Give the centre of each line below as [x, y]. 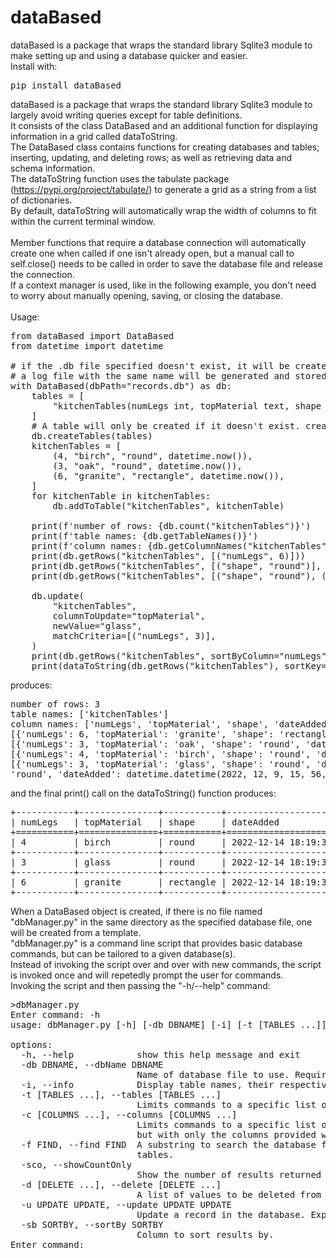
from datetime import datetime [87, 345]
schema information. [53, 168]
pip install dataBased [66, 85]
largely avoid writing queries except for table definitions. [126, 115]
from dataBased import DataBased [92, 335]
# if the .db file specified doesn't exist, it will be [150, 365]
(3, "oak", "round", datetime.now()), [147, 465]
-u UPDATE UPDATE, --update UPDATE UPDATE [126, 1204]
